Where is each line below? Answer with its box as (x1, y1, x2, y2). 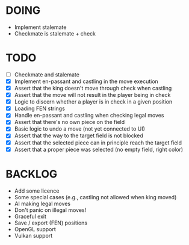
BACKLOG (5, 167, 58, 181)
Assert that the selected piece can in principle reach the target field (14, 139, 182, 146)
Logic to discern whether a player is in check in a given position (14, 98, 173, 105)
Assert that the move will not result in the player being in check (14, 91, 171, 99)
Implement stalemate (14, 23, 67, 31)
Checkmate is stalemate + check (14, 29, 96, 37)
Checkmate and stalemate (14, 70, 79, 78)
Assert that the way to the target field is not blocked (14, 132, 144, 139)
